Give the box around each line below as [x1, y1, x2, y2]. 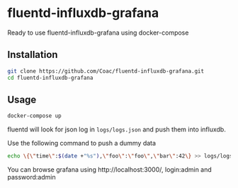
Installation [7, 49, 58, 61]
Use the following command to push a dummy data [7, 139, 157, 148]
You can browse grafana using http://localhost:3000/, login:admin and [7, 165, 212, 174]
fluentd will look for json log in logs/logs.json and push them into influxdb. [7, 125, 227, 134]
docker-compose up [7, 112, 62, 119]
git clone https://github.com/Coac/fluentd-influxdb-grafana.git [7, 67, 204, 75]
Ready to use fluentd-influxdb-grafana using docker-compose [7, 28, 189, 37]
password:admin [7, 173, 56, 182]
